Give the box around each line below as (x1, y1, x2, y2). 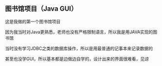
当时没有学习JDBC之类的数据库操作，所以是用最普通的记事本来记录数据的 (5, 45, 153, 51)
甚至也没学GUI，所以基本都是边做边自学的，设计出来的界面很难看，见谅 (5, 56, 149, 62)
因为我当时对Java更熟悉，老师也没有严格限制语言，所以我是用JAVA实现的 (5, 29, 153, 35)
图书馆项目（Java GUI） (5, 4, 78, 13)
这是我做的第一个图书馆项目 (5, 19, 61, 24)
